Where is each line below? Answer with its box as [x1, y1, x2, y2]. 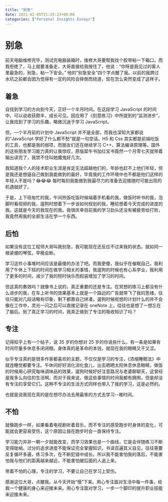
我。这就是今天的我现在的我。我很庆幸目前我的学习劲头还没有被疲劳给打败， [5, 207, 163, 213]
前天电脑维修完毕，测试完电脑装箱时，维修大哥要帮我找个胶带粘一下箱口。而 [5, 57, 163, 63]
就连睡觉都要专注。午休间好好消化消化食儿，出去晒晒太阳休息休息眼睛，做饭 [5, 362, 163, 368]
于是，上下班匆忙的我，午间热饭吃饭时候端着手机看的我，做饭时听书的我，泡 [5, 195, 163, 201]
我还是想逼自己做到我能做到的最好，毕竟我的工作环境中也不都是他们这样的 [9, 171, 163, 178]
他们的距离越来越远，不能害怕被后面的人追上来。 [18, 457, 119, 463]
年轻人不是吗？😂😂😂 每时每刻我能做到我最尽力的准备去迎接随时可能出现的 [5, 178, 162, 184]
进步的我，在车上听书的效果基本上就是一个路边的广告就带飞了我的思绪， [9, 290, 158, 296]
